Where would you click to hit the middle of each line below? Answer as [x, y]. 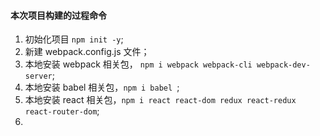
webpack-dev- [283, 65]
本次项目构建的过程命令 [58, 15]
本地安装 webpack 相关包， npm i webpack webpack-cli [138, 64]
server [38, 76]
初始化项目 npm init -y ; [74, 39]
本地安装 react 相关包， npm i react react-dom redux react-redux [160, 100]
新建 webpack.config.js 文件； [87, 52]
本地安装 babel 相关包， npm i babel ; [102, 87]
